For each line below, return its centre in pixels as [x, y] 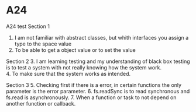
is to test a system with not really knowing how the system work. [84, 67]
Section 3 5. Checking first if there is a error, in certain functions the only [94, 85]
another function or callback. [41, 103]
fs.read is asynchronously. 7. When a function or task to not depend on [91, 97]
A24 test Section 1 [28, 26]
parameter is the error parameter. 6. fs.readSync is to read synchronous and [98, 91]
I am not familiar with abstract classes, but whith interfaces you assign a [102, 37]
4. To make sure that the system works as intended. [68, 73]
